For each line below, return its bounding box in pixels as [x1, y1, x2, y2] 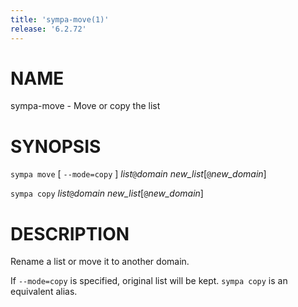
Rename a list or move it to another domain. [10, 256, 190, 268]
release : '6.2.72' [10, 24, 87, 34]
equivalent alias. [10, 286, 78, 298]
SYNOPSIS [10, 135, 102, 158]
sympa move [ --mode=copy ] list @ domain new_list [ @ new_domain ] [10, 168, 267, 180]
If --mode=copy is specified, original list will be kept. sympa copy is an [10, 275, 288, 287]
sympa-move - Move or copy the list [10, 100, 161, 112]
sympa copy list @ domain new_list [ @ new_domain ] [10, 187, 204, 200]
